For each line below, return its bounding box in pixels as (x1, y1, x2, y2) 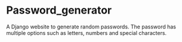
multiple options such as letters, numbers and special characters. (6, 29, 167, 36)
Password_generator (6, 4, 112, 17)
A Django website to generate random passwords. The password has (6, 23, 176, 30)
